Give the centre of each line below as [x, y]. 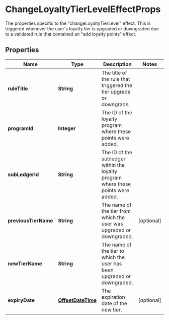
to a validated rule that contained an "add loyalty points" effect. [71, 34]
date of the [114, 303]
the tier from [116, 211]
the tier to [113, 251]
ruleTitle [18, 88]
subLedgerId [23, 174]
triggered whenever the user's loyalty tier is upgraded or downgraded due [82, 28]
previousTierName [30, 220]
